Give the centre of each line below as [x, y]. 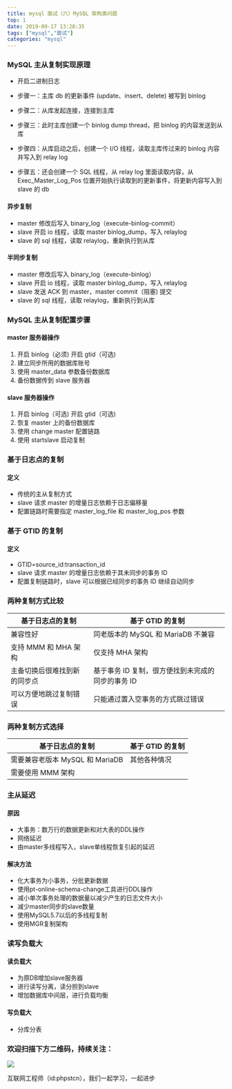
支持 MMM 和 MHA [41, 647]
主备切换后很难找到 [42, 670]
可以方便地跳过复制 [42, 694]
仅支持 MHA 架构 [120, 652]
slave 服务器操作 [31, 397]
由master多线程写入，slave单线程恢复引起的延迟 [86, 847]
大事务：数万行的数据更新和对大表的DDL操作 [81, 830]
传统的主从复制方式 [45, 494]
